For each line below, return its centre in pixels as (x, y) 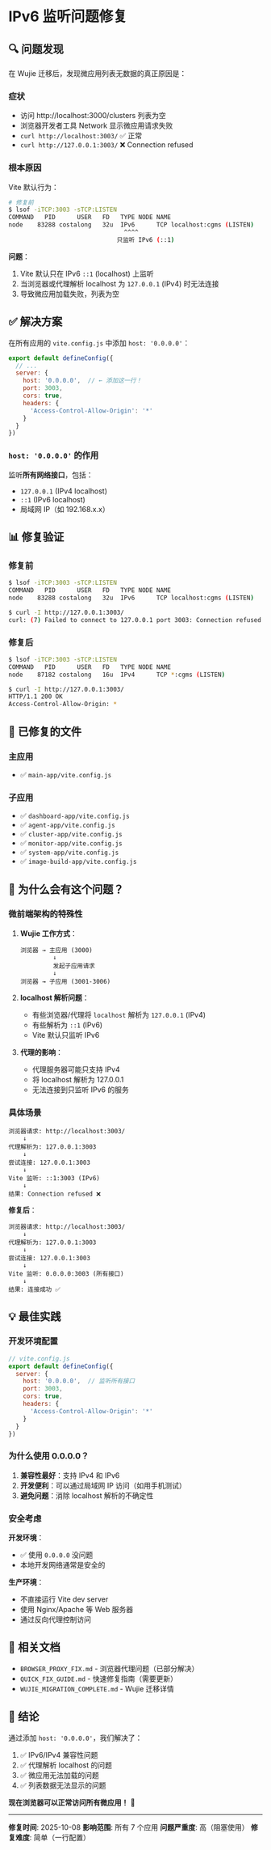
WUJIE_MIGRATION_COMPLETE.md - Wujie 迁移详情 (97, 1688)
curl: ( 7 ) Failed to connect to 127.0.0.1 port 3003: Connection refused (135, 620)
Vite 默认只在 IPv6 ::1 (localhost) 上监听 (87, 273)
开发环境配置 (33, 1341)
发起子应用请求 (74, 966)
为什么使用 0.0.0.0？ (49, 1456)
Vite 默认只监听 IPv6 (66, 1035)
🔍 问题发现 (36, 49)
